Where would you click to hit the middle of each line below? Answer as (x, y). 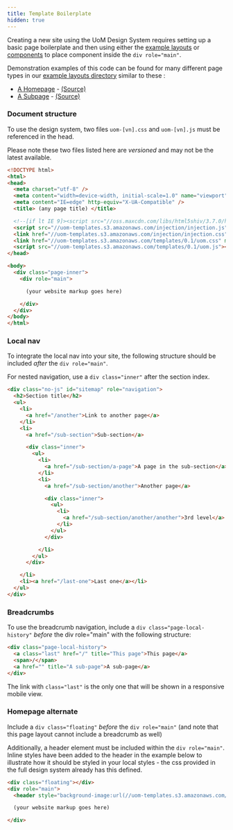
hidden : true (26, 20)
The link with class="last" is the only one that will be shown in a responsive (116, 686)
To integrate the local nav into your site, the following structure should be (112, 356)
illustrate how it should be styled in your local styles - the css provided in (112, 762)
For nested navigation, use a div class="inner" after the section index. (109, 377)
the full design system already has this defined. (75, 770)
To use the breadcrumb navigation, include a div (77, 628)
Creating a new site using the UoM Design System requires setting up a (109, 40)
